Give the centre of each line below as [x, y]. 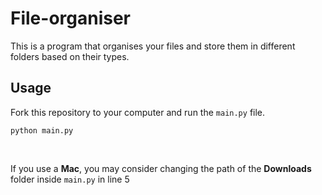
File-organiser [71, 18]
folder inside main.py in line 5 [70, 179]
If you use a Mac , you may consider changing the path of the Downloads [161, 168]
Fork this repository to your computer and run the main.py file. [138, 112]
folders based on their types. [70, 56]
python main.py [42, 130]
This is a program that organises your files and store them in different [153, 46]
